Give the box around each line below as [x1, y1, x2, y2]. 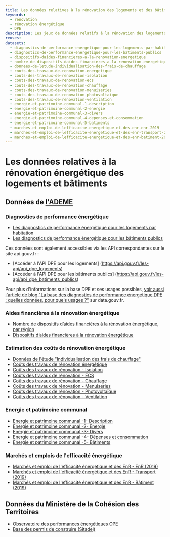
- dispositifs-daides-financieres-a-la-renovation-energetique [10, 54, 146, 60]
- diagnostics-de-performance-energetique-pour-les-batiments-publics [10, 50, 162, 55]
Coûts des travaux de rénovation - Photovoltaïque [12, 388, 117, 394]
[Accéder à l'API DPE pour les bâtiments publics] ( [12, 271, 117, 277]
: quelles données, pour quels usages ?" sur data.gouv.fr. [5, 297, 124, 303]
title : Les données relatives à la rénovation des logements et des [5, 7, 153, 13]
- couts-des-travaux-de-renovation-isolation [10, 73, 108, 78]
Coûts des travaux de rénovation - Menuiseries [12, 383, 111, 389]
